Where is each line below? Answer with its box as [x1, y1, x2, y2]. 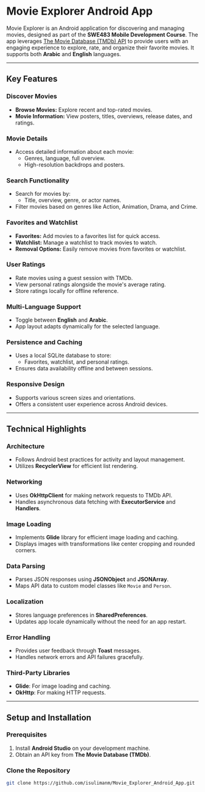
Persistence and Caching [6, 338, 82, 347]
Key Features [6, 74, 58, 84]
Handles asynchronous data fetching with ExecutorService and [15, 498, 176, 505]
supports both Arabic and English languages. [6, 50, 121, 57]
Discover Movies [6, 92, 57, 101]
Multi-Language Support [6, 302, 81, 311]
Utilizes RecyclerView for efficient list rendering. [15, 463, 138, 470]
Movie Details [6, 134, 48, 143]
